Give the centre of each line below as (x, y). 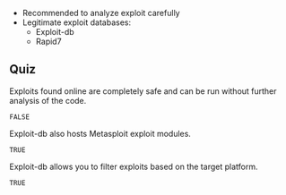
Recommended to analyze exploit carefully (101, 13)
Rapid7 (48, 41)
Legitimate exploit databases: (77, 22)
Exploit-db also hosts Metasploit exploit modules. (100, 133)
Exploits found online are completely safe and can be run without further (143, 91)
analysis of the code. (48, 100)
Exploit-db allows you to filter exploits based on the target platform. (134, 166)
